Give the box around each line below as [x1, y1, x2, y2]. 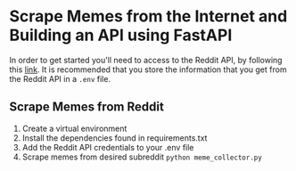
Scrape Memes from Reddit [9, 100, 165, 115]
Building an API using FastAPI [9, 25, 233, 45]
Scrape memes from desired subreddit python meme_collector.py [21, 151, 263, 162]
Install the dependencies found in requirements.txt [21, 132, 208, 143]
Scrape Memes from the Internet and [9, 6, 288, 27]
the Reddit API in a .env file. [9, 73, 111, 84]
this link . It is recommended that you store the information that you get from [9, 64, 287, 75]
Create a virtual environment [21, 123, 127, 134]
